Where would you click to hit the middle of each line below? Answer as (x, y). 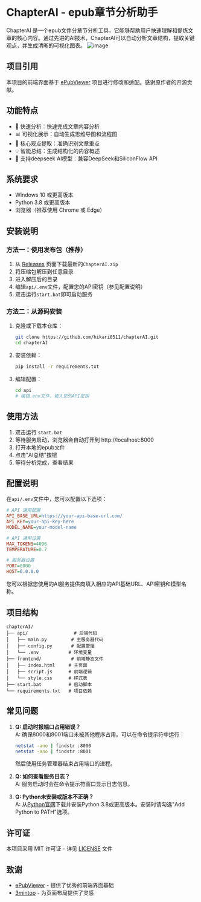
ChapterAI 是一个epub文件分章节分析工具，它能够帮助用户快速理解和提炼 (97, 30)
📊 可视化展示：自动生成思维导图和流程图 (66, 134)
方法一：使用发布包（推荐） (46, 250)
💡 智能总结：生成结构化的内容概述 (57, 151)
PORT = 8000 (19, 566)
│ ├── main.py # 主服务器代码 (55, 639)
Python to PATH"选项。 (44, 812)
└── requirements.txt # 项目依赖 (49, 691)
